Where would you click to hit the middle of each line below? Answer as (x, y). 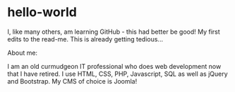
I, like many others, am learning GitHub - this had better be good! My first (114, 32)
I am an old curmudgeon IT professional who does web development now (114, 66)
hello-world (42, 12)
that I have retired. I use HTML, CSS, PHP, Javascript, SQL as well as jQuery (117, 74)
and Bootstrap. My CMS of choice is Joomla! (72, 81)
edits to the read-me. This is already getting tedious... (85, 39)
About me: (22, 53)
